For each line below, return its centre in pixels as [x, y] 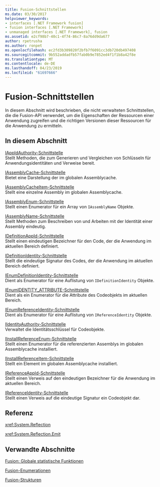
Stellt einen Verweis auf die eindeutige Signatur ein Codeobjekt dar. [73, 398]
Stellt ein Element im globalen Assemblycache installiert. [62, 363]
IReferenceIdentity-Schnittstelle [37, 393]
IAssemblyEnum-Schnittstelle [35, 202]
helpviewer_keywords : [27, 18]
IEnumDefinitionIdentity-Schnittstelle [42, 275]
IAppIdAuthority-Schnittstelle [34, 152]
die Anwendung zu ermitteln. [34, 126]
